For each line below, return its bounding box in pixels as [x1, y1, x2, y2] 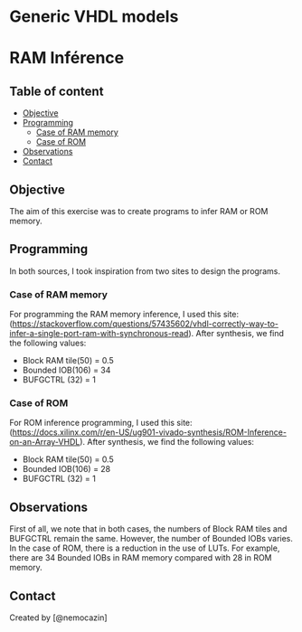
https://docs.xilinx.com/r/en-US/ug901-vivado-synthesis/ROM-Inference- [12, 427, 288, 438]
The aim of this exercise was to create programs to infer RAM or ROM [9, 206, 269, 216]
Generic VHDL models [9, 6, 179, 27]
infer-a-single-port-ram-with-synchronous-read [9, 328, 189, 339]
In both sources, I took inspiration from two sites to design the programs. [9, 265, 280, 277]
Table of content [9, 83, 104, 99]
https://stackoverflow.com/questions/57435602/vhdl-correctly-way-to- [12, 318, 278, 329]
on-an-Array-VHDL [9, 437, 80, 448]
